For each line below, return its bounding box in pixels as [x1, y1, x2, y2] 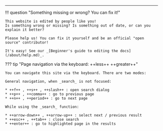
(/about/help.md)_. [5, 53, 45, 58]
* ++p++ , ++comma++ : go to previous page [5, 92, 95, 97]
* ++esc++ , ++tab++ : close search [5, 117, 79, 122]
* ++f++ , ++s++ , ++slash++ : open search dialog [5, 87, 110, 92]
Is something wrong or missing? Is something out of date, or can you [5, 23, 151, 28]
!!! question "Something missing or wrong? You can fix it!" [5, 10, 120, 15]
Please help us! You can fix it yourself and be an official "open [5, 36, 145, 41]
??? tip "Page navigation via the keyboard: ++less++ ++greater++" [5, 61, 138, 67]
